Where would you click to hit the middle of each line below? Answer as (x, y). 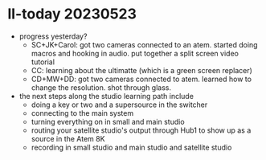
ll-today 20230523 (72, 14)
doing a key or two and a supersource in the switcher (119, 105)
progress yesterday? (53, 36)
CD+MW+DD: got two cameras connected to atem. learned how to (141, 79)
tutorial (43, 62)
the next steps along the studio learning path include (106, 96)
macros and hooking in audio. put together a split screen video (135, 53)
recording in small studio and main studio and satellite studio (131, 147)
